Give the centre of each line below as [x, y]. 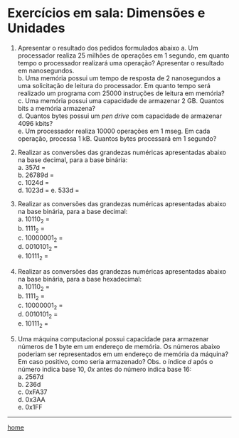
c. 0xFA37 [32, 392]
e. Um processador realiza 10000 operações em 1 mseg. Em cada [114, 131]
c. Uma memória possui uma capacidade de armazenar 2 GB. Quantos [121, 100]
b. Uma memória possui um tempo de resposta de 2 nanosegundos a [119, 78]
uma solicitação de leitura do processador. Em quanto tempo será [114, 85]
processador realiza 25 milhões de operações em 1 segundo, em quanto [123, 55]
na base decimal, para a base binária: [73, 160]
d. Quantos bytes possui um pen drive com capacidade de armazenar [120, 116]
